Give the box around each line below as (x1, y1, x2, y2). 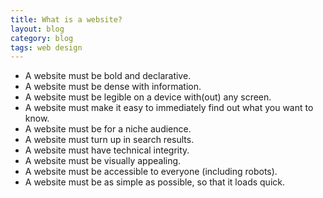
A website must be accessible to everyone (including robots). (24, 166, 278, 178)
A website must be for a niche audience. (24, 123, 192, 135)
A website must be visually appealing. (24, 155, 182, 167)
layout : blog (10, 24, 65, 34)
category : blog (10, 33, 74, 43)
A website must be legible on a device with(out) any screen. (24, 91, 272, 103)
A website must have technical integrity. (24, 144, 190, 156)
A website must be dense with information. (24, 81, 202, 93)
